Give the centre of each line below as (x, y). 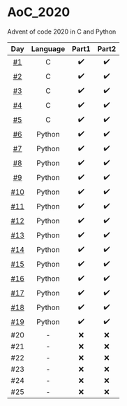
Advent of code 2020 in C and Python (62, 31)
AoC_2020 (39, 12)
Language (48, 48)
